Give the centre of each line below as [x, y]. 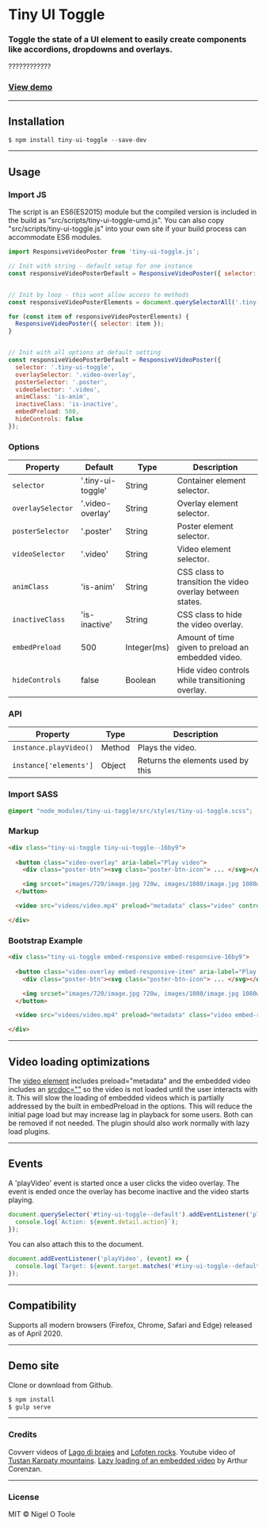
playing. [21, 1200]
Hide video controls [213, 670]
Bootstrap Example [46, 940]
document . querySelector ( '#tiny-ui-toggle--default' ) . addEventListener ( [129, 1214]
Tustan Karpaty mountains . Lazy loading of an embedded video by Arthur [128, 1460]
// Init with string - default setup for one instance [101, 266]
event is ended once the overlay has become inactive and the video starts [129, 1191]
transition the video [213, 582]
